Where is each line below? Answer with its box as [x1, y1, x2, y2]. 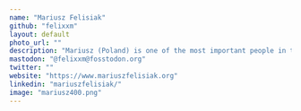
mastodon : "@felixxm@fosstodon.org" [9, 55, 146, 64]
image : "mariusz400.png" [9, 88, 102, 97]
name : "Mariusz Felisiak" [9, 13, 106, 22]
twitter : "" [9, 64, 54, 73]
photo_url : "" [9, 38, 63, 47]
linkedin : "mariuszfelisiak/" [9, 80, 123, 89]
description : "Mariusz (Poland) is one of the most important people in [9, 47, 287, 55]
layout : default [9, 30, 70, 38]
